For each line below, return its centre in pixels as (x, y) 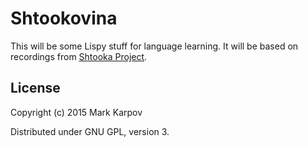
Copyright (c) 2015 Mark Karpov (76, 112)
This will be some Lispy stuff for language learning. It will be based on (154, 46)
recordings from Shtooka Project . (79, 56)
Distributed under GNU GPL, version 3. (90, 131)
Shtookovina (64, 18)
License (35, 88)
